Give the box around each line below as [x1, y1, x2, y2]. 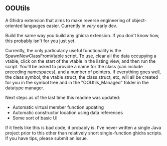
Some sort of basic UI [12, 115, 58, 121]
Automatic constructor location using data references [12, 109, 123, 115]
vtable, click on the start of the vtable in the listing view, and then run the [5, 58, 156, 64]
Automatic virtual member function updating [12, 104, 104, 110]
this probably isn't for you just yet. [5, 38, 76, 44]
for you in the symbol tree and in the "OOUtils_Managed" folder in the [5, 79, 149, 85]
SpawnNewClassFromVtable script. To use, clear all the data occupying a [5, 53, 156, 59]
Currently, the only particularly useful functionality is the [5, 47, 121, 53]
